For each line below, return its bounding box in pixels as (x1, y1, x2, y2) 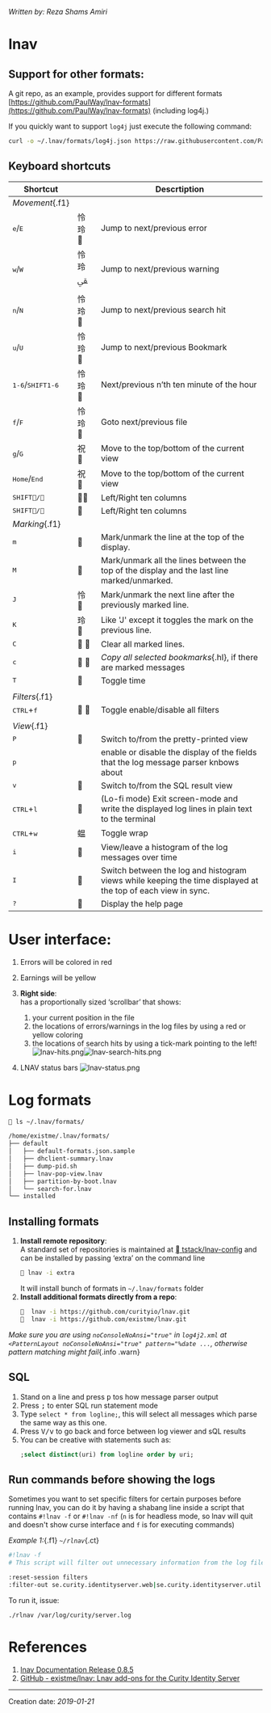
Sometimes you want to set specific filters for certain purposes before (8, 1494, 242, 1504)
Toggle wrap (100, 827, 149, 839)
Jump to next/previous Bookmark (100, 341, 227, 352)
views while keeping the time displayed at (100, 874, 259, 886)
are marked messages (100, 662, 186, 673)
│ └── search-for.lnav (8, 1185, 92, 1193)
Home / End (12, 473, 44, 484)
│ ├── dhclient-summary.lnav (8, 1155, 114, 1163)
